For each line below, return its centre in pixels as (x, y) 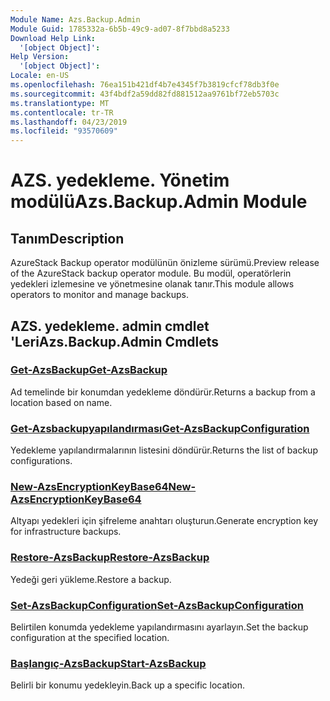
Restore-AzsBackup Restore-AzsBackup (110, 558)
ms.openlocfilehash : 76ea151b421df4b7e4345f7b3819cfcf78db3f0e (145, 85)
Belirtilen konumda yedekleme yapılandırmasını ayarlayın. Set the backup (159, 627)
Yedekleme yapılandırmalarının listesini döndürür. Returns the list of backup (164, 450)
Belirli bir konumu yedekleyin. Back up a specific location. (127, 685)
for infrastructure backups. (66, 532)
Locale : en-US (40, 76)
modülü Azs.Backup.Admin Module (159, 202)
